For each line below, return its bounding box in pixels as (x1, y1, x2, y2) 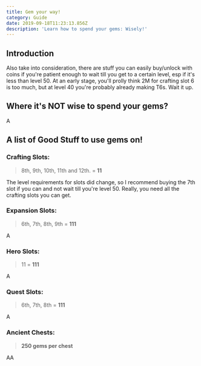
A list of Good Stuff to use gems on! (6, 135, 143, 145)
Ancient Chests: (6, 328, 55, 337)
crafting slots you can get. (6, 191, 71, 199)
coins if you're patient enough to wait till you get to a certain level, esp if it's (6, 71, 195, 78)
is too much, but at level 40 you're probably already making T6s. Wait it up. (6, 84, 194, 91)
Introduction (6, 48, 54, 58)
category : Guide (6, 15, 47, 21)
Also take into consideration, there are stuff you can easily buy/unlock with (6, 64, 193, 72)
